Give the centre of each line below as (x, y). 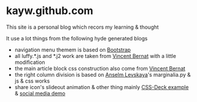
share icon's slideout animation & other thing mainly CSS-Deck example (102, 87)
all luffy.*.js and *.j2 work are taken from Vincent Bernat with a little (95, 56)
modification (30, 62)
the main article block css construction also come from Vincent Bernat (100, 68)
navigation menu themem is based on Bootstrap (73, 50)
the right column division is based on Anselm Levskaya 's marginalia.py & (103, 74)
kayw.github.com (50, 11)
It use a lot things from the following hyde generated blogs (77, 38)
